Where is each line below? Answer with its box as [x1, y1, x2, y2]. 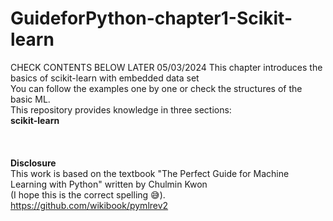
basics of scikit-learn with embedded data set [10, 72, 200, 84]
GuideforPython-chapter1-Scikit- [10, 7, 293, 30]
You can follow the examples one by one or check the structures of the [10, 82, 303, 94]
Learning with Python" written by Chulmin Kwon [10, 178, 208, 190]
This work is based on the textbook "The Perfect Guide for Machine [10, 167, 290, 179]
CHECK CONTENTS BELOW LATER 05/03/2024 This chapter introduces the [10, 61, 323, 73]
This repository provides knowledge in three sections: [10, 103, 232, 116]
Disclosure [10, 157, 57, 169]
